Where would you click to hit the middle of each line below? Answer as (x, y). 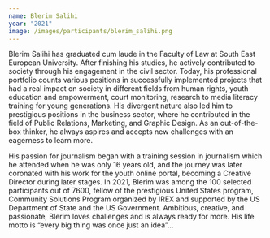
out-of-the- (239, 123)
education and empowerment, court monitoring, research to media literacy (133, 97)
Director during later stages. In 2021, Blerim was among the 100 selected (130, 182)
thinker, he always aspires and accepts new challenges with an (128, 132)
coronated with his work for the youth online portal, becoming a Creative (130, 173)
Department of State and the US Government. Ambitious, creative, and (126, 208)
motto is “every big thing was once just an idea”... (91, 225)
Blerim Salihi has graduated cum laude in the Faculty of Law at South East (132, 54)
